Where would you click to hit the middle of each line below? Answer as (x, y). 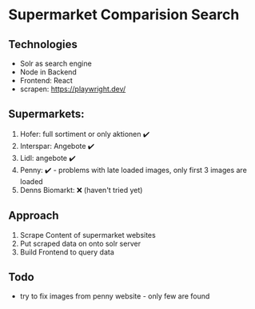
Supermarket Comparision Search (124, 15)
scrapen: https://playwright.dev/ (73, 89)
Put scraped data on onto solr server (80, 243)
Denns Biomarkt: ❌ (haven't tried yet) (81, 190)
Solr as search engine (56, 63)
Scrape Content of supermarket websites (88, 235)
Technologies (43, 44)
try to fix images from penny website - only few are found (115, 296)
